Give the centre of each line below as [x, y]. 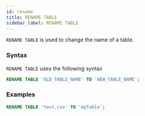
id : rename [20, 12]
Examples [21, 94]
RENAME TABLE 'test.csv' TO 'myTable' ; [56, 107]
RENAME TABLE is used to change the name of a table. [70, 40]
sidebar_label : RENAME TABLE [42, 23]
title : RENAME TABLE [32, 17]
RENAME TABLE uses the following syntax [54, 68]
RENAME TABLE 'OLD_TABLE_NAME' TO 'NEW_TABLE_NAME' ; [73, 79]
